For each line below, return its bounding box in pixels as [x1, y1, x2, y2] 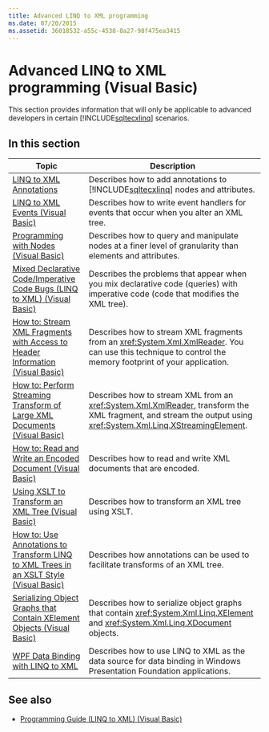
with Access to [12, 336, 68, 348]
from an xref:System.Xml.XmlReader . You [88, 336, 244, 348]
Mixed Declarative [12, 263, 81, 274]
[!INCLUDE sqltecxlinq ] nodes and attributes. [88, 184, 255, 195]
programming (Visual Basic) [8, 78, 199, 96]
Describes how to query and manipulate [88, 230, 239, 242]
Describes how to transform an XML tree [88, 496, 242, 507]
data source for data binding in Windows [88, 656, 242, 667]
